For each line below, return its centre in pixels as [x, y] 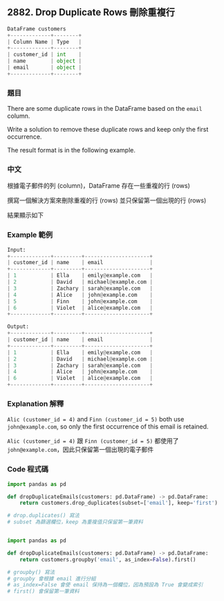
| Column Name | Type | [44, 42]
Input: [17, 250]
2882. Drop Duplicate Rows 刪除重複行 [91, 12]
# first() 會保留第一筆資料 [43, 591]
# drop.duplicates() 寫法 [43, 516]
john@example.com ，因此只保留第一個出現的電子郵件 [81, 450]
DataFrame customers [37, 29]
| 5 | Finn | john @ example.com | [80, 301]
